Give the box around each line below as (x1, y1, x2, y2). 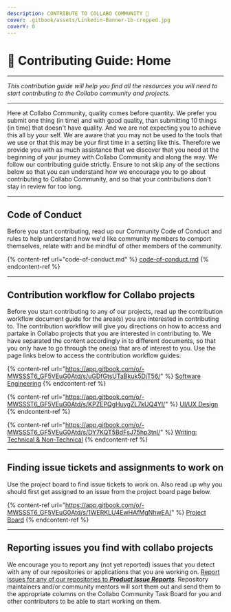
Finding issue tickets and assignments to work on (7, 462, 224, 473)
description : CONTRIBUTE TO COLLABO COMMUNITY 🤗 (7, 10, 149, 17)
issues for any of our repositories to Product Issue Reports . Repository (7, 575, 208, 583)
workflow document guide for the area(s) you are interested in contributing (7, 315, 219, 323)
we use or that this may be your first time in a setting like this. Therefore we (7, 139, 221, 147)
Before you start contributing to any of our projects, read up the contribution (7, 307, 223, 315)
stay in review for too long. (7, 182, 82, 190)
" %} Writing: (160, 428, 197, 436)
